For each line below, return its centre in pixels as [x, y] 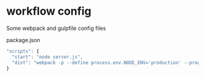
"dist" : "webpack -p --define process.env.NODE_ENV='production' [97, 62]
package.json [23, 40]
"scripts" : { [23, 51]
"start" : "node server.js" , [48, 57]
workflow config [49, 11]
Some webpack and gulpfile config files [56, 28]
